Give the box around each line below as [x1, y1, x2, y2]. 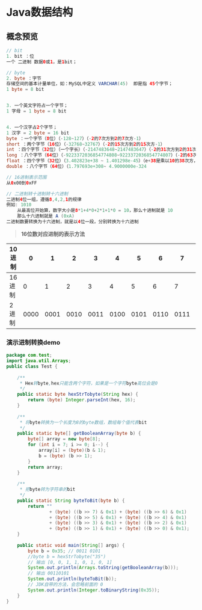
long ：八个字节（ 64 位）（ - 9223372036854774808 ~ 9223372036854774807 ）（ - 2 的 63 [6, 152, 194, 158]
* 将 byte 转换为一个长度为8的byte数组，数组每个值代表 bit [19, 419, 147, 425]
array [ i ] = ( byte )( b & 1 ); [38, 448, 106, 454]
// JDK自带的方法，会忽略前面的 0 [28, 582, 103, 588]
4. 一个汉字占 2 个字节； [6, 124, 58, 130]
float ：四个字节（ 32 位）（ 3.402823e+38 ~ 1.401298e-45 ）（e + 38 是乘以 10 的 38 [6, 158, 185, 164]
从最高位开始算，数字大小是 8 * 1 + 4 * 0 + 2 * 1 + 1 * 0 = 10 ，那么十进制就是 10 [17, 208, 173, 214]
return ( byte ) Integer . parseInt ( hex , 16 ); [28, 397, 136, 403]
